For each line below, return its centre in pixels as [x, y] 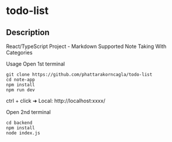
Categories [20, 53]
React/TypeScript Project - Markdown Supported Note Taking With [86, 46]
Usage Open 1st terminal [36, 64]
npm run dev [20, 90]
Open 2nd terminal [29, 112]
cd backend [19, 123]
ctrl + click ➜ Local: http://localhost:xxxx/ [56, 101]
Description [28, 32]
